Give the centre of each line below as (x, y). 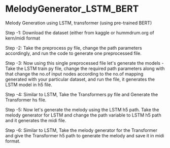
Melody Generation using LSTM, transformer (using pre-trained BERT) (79, 23)
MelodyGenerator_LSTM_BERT (72, 9)
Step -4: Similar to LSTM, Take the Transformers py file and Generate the (82, 94)
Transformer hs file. (26, 100)
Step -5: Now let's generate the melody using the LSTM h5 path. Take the (82, 109)
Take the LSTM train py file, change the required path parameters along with (85, 68)
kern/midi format (23, 38)
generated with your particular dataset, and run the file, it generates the (80, 79)
